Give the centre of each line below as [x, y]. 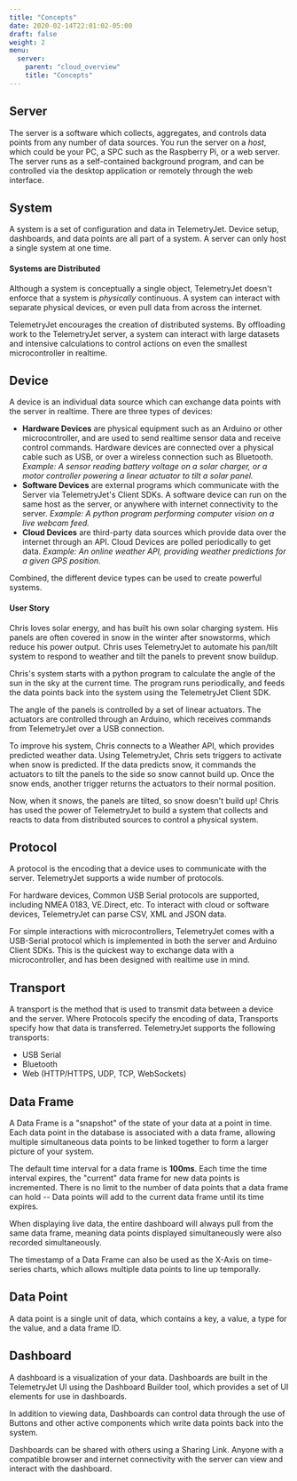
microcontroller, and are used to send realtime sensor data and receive [151, 438]
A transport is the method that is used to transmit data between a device [141, 1009]
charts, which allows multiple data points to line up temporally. [147, 1269]
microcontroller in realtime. [59, 353]
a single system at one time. [60, 248]
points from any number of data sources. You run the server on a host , [138, 142]
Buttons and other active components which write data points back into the [146, 1422]
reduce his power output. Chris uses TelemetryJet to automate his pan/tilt [144, 646]
